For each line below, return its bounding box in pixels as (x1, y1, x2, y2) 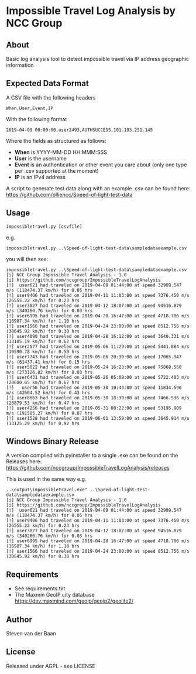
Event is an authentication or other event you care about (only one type (14, 161, 187, 168)
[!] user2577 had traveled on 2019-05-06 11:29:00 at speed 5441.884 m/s (6, 344, 190, 350)
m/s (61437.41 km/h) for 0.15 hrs (6, 359, 91, 365)
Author (6, 614, 32, 624)
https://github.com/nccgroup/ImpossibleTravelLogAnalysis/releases (6, 464, 170, 471)
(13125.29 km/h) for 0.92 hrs (6, 420, 80, 426)
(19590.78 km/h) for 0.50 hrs (6, 348, 80, 355)
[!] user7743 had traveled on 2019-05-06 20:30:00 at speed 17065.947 (6, 354, 182, 360)
